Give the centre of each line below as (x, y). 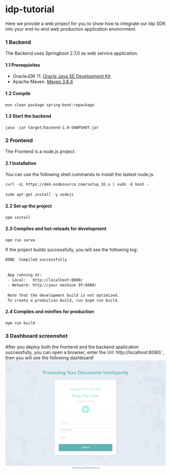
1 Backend (18, 42)
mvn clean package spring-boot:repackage (50, 105)
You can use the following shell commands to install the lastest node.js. (80, 174)
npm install (18, 217)
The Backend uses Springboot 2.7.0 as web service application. (72, 53)
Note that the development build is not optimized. (63, 295)
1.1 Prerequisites (23, 65)
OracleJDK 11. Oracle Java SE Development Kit (62, 76)
